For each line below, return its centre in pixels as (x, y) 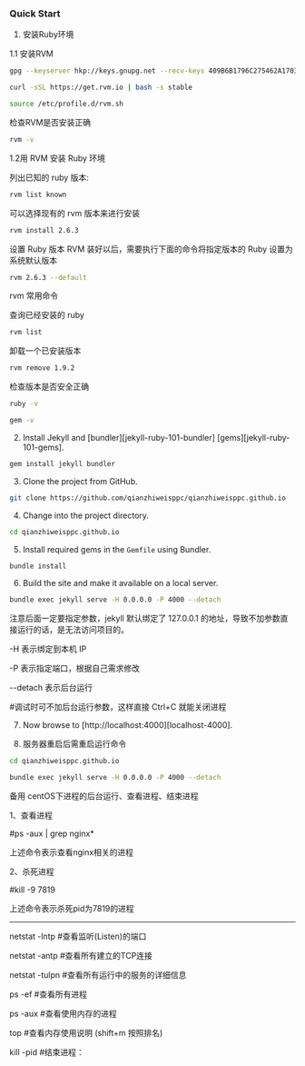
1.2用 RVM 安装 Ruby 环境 (58, 158)
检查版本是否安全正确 (49, 387)
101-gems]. (43, 447)
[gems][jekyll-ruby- (254, 437)
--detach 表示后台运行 (51, 688)
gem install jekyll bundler (63, 463)
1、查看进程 (31, 815)
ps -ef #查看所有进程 (49, 994)
